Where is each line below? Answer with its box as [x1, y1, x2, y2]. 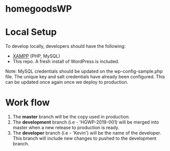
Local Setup [5, 26, 57, 38]
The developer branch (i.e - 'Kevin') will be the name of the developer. [12, 130, 162, 136]
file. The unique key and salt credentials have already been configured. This [5, 74, 165, 80]
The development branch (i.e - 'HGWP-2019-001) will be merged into [12, 119, 159, 125]
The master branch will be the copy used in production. [12, 114, 130, 120]
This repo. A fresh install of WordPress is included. [12, 58, 119, 65]
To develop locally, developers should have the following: [5, 43, 126, 49]
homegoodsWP [5, 3, 72, 15]
